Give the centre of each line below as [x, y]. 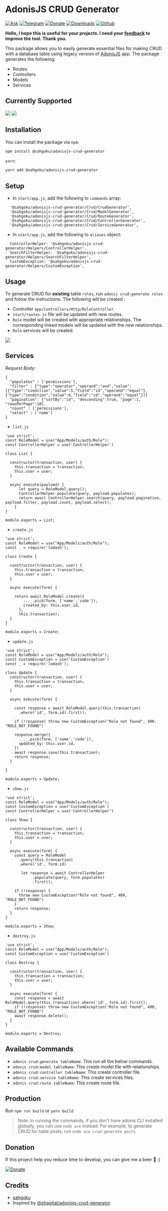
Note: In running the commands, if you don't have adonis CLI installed [90, 1121]
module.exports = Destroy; [34, 1033]
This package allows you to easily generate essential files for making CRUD [84, 48]
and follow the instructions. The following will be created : [65, 299]
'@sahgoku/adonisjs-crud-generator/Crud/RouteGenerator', [72, 216]
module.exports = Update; [32, 779]
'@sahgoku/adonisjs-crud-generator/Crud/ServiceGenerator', [74, 225]
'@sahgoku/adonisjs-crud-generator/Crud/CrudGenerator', [71, 208]
